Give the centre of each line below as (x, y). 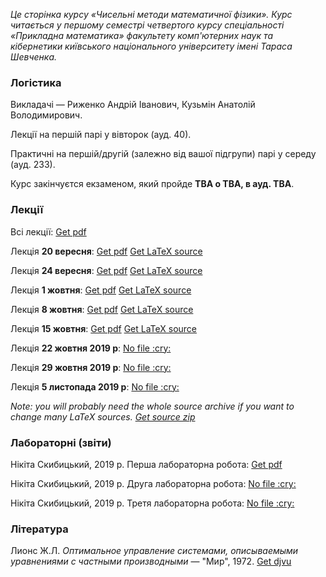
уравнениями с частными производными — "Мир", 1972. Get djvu (151, 561)
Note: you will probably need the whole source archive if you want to (152, 406)
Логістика (36, 82)
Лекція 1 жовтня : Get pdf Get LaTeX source (101, 290)
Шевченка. (34, 57)
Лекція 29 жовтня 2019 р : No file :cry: (91, 367)
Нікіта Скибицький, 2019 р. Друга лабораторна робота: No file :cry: (153, 483)
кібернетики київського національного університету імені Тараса (151, 46)
